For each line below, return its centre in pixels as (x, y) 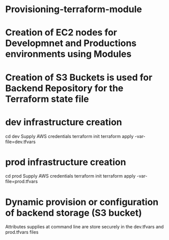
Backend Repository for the (64, 88)
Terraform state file (47, 99)
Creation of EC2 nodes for (61, 33)
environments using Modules (68, 54)
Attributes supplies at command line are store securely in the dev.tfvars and (84, 227)
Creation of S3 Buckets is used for (79, 77)
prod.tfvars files (22, 232)
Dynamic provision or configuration (82, 202)
